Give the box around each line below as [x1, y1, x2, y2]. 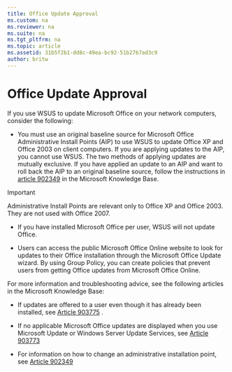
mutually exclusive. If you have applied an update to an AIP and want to [17, 159, 223, 168]
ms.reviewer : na [7, 23, 55, 30]
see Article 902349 [17, 357, 73, 366]
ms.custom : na [7, 17, 49, 24]
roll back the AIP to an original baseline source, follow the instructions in [17, 167, 226, 176]
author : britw [7, 56, 49, 63]
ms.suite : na [7, 29, 45, 37]
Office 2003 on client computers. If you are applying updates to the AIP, [17, 145, 225, 153]
